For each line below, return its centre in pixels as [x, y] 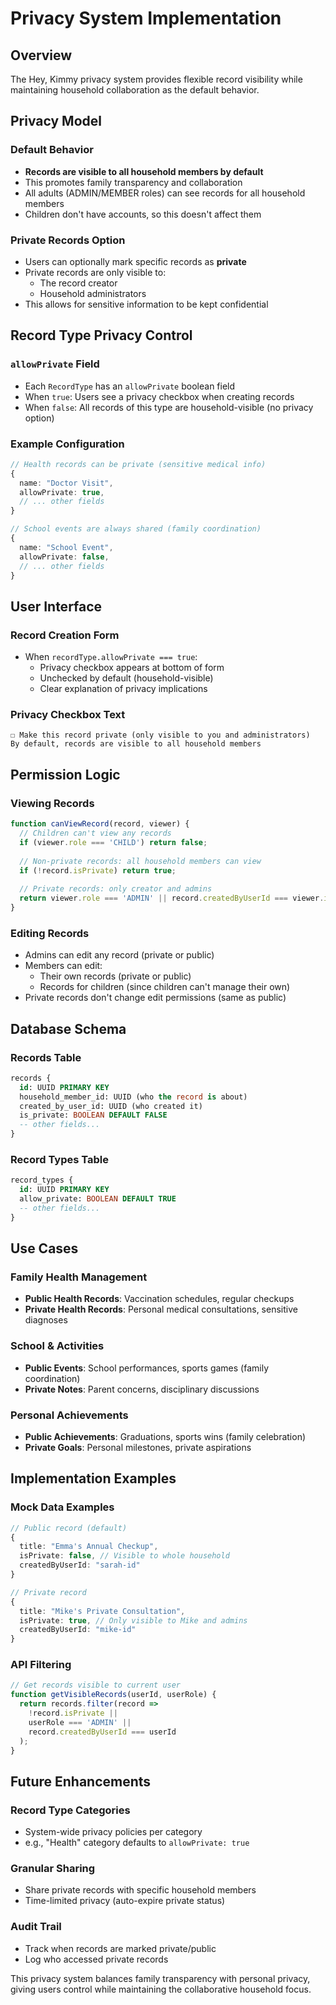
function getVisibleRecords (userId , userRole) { [113, 1695]
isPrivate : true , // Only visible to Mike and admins [133, 1620]
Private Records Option [68, 240]
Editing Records [50, 933]
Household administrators [93, 293]
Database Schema [68, 1028]
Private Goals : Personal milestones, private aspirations [138, 1447]
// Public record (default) [69, 1528]
